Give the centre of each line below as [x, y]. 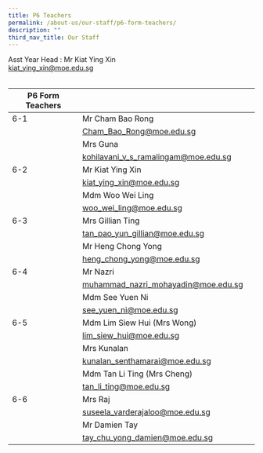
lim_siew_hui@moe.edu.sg [131, 336]
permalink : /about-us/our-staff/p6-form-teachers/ [92, 23]
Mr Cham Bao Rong [118, 119]
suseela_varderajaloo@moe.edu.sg [146, 412]
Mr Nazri [98, 272]
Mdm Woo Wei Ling [118, 195]
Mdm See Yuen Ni [115, 298]
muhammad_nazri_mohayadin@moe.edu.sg [162, 285]
